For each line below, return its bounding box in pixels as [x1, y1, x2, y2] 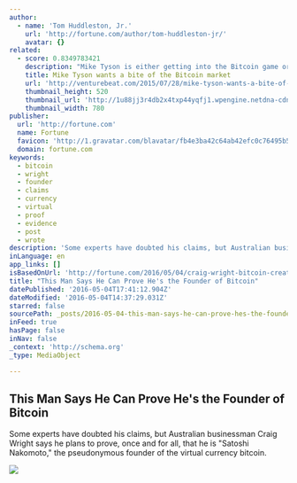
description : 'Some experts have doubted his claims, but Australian [9, 244, 271, 253]
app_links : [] [9, 261, 62, 269]
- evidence [17, 219, 57, 228]
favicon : [17, 136, 49, 145]
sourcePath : [9, 309, 53, 319]
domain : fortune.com [17, 144, 93, 153]
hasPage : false [9, 326, 65, 335]
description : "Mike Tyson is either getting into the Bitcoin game [25, 63, 278, 72]
